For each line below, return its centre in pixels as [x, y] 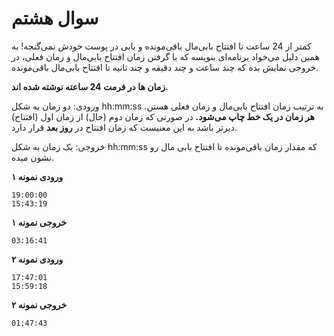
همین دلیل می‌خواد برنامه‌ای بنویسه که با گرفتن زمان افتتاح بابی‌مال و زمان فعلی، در [165, 56]
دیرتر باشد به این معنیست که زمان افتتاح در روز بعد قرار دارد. [124, 127]
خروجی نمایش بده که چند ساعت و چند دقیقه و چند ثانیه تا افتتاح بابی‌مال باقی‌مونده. [165, 67]
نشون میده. [33, 157]
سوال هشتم [55, 18]
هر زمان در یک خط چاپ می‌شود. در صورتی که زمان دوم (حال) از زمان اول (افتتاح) [163, 116]
